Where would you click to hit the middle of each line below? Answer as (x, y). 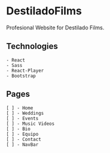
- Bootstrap (21, 76)
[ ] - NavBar (22, 145)
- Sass (14, 65)
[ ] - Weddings (25, 113)
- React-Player (25, 71)
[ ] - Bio (19, 129)
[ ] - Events (22, 118)
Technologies (32, 46)
